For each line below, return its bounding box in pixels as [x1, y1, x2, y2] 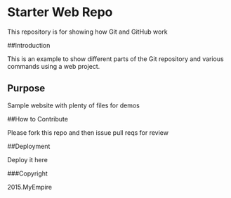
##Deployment [7, 142, 51, 150]
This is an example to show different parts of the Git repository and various [7, 54, 224, 63]
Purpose [7, 82, 46, 95]
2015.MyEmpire [7, 183, 53, 191]
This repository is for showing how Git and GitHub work [7, 27, 168, 36]
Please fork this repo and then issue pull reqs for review [7, 128, 169, 137]
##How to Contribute [7, 114, 69, 123]
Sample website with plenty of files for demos [7, 101, 140, 110]
